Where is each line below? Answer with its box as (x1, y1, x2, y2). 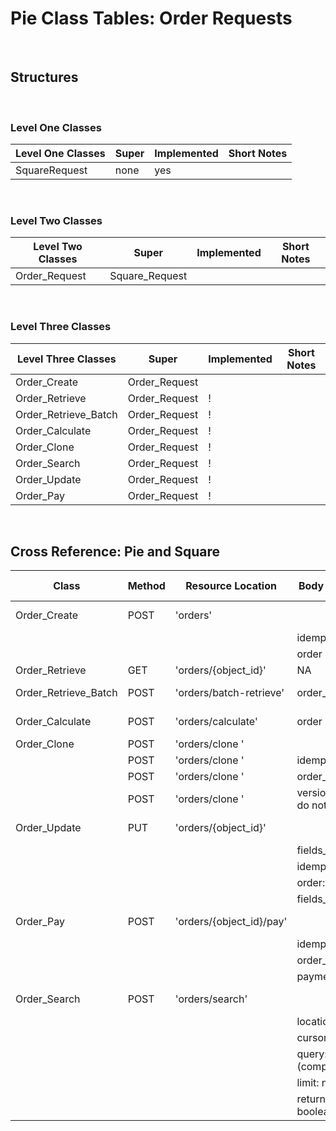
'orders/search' (174, 992, 248, 1006)
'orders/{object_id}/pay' (174, 915, 288, 929)
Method (127, 579, 166, 593)
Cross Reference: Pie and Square (10, 543, 220, 561)
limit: (296, 1076, 320, 1090)
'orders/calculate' (174, 715, 258, 729)
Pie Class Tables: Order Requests (10, 7, 293, 30)
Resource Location (185, 579, 277, 593)
